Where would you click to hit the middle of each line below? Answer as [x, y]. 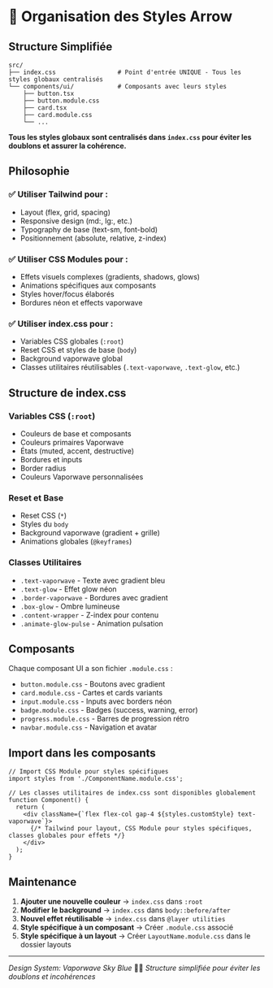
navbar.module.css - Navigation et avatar [89, 727]
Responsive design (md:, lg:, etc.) [76, 221]
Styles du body [44, 524]
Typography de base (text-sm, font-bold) [89, 229]
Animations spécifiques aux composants [88, 285]
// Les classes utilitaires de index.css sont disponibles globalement [132, 793]
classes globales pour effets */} [67, 836]
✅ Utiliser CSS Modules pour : [68, 259]
